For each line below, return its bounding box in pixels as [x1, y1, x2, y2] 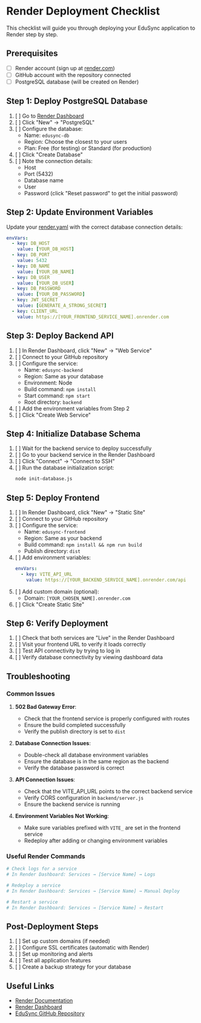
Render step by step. [6, 30, 59, 38]
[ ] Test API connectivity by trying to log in [15, 647, 120, 654]
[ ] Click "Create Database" [15, 150, 83, 158]
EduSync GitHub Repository [15, 1010, 85, 1017]
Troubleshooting [6, 671, 71, 682]
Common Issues [6, 689, 56, 698]
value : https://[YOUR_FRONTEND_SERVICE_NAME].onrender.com [17, 314, 170, 320]
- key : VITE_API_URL [21, 571, 73, 577]
